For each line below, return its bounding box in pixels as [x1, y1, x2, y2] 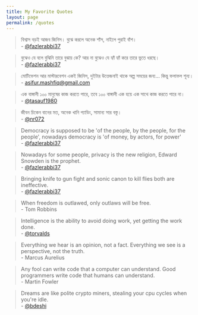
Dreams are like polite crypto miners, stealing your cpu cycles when [20, 289, 187, 297]
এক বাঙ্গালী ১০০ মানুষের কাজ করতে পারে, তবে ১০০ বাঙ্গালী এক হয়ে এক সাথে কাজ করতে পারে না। [20, 90, 185, 98]
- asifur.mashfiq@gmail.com [20, 79, 90, 86]
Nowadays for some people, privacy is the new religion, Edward [20, 151, 177, 158]
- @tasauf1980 [20, 97, 58, 105]
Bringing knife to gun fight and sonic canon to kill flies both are [20, 175, 175, 182]
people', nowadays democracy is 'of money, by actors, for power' [20, 133, 181, 140]
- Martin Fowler [20, 278, 59, 285]
